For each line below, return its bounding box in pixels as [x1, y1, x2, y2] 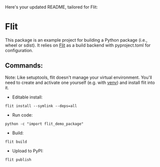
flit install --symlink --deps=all [5, 103, 77, 108]
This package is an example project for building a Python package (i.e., [5, 37, 147, 43]
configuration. [5, 47, 33, 53]
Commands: [5, 62, 43, 70]
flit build [5, 139, 27, 144]
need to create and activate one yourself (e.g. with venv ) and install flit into [5, 80, 155, 85]
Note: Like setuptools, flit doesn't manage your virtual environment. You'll [5, 74, 152, 80]
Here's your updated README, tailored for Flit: [5, 4, 98, 10]
